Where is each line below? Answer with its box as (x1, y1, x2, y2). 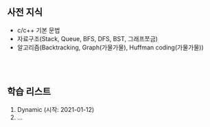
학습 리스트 (7, 86, 51, 97)
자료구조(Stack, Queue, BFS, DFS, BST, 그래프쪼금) (16, 34, 158, 43)
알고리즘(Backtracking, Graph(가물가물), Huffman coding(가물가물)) (16, 43, 204, 51)
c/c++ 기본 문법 (16, 26, 60, 34)
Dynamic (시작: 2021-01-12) (16, 105, 95, 113)
